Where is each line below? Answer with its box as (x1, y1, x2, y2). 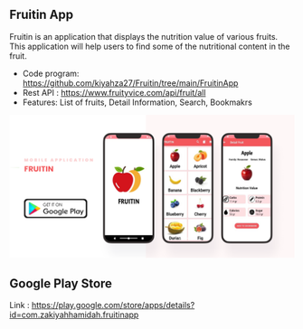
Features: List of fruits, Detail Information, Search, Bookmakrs (22, 97, 253, 108)
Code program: (22, 68, 80, 79)
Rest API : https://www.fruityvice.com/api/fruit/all (22, 87, 206, 98)
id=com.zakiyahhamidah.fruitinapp (9, 309, 139, 320)
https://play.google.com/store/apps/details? (31, 300, 195, 311)
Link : (9, 300, 30, 311)
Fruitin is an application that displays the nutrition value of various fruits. (9, 31, 279, 42)
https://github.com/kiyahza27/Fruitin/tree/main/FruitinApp (22, 77, 239, 89)
